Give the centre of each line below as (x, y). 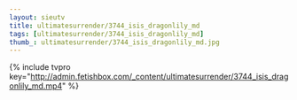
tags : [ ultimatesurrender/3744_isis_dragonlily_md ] (106, 34)
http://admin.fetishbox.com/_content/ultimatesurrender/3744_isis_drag (160, 77)
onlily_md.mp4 (36, 86)
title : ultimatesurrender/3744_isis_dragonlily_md (105, 26)
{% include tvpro (40, 67)
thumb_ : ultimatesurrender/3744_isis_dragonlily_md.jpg (114, 42)
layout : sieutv (37, 17)
